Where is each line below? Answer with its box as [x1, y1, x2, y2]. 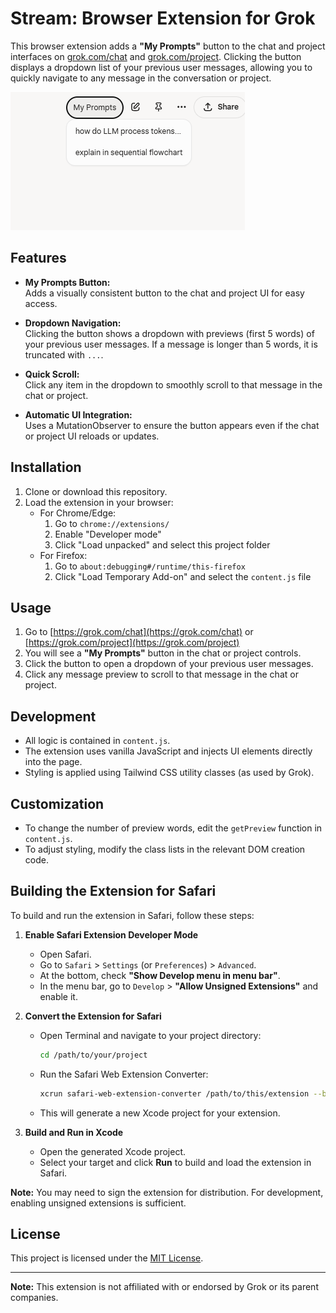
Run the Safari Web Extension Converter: [39, 1068, 209, 1080]
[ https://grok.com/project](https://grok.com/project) [24, 637, 240, 649]
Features [10, 250, 67, 267]
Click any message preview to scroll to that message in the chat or [24, 668, 299, 681]
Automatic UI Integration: [24, 408, 133, 421]
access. [24, 297, 58, 309]
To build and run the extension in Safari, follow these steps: [10, 909, 255, 921]
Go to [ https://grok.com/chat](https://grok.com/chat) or [24, 626, 254, 638]
